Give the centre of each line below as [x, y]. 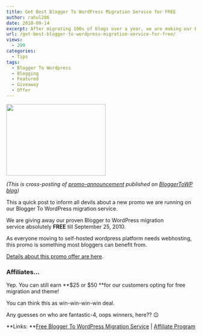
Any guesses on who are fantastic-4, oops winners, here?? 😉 [83, 315]
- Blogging [25, 73]
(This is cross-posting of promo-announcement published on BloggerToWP [99, 184]
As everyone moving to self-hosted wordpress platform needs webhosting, [99, 238]
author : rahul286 [28, 17]
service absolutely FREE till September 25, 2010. [66, 226]
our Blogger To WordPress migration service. [62, 208]
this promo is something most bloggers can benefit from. [77, 244]
